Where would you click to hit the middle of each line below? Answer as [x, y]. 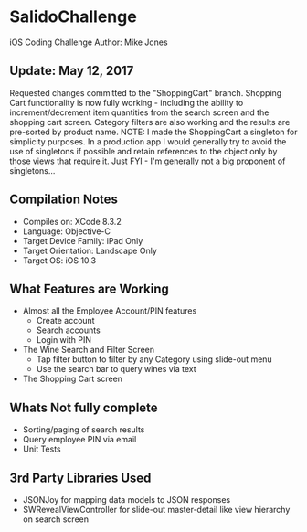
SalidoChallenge [73, 17]
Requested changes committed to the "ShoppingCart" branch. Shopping [146, 92]
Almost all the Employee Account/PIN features [110, 311]
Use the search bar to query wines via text [116, 369]
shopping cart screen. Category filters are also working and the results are [150, 122]
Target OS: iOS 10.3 [59, 260]
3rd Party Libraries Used [80, 478]
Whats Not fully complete [84, 407]
